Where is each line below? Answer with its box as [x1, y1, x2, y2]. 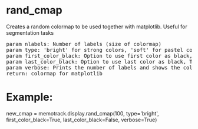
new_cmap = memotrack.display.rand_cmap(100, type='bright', [6, 110, 159, 117]
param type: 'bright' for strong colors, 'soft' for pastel [6, 47, 184, 53]
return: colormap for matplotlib [6, 70, 103, 77]
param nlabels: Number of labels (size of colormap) [6, 41, 162, 47]
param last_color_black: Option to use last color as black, [6, 58, 187, 65]
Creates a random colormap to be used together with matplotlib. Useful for [6, 23, 187, 30]
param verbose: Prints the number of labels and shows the [6, 64, 181, 71]
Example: [6, 91, 53, 104]
